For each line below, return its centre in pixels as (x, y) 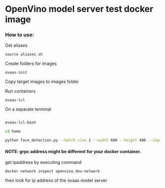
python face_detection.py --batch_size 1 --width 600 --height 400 (76, 140)
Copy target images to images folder (42, 81)
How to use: (20, 35)
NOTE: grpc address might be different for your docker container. (73, 151)
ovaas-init (16, 73)
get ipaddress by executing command (43, 162)
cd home (13, 132)
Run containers (20, 91)
